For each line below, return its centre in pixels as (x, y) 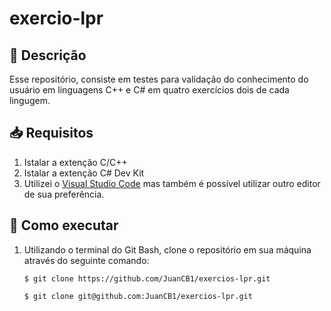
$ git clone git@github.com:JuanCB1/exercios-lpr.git (138, 296)
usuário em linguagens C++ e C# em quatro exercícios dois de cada (149, 90)
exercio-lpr (56, 18)
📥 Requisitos (51, 133)
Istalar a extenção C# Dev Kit (84, 173)
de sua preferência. (64, 194)
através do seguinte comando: (86, 260)
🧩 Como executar (64, 225)
